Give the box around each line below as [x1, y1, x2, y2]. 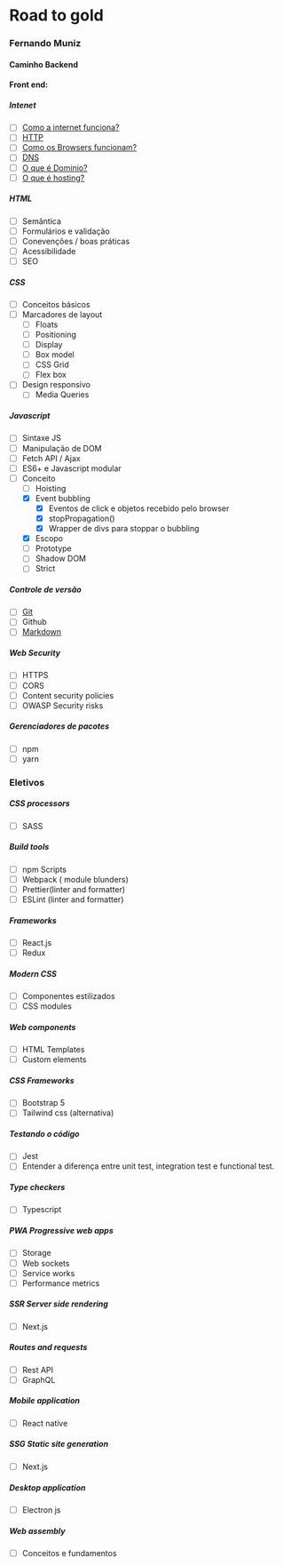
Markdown [21, 627, 62, 637]
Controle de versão [9, 584, 82, 595]
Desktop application [9, 1482, 86, 1493]
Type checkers [9, 1182, 66, 1193]
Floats [35, 319, 59, 330]
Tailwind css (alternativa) [21, 1107, 114, 1118]
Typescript [21, 1204, 62, 1215]
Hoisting [35, 483, 67, 493]
